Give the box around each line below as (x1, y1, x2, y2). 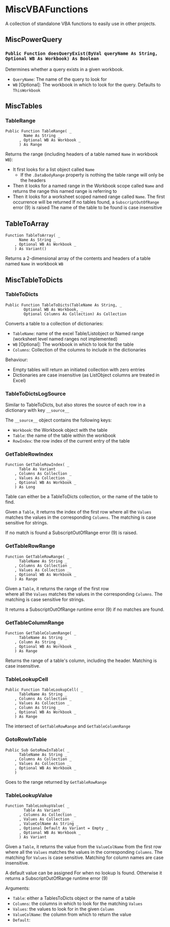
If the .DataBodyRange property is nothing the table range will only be (20, 172, 164, 178)
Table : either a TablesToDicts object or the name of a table (12, 895, 136, 901)
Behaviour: (5, 357, 28, 363)
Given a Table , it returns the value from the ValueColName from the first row (5, 843, 162, 850)
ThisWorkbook (12, 88, 41, 93)
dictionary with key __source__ (5, 407, 70, 413)
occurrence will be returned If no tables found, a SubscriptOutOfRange (12, 199, 159, 205)
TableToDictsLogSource (5, 390, 66, 397)
